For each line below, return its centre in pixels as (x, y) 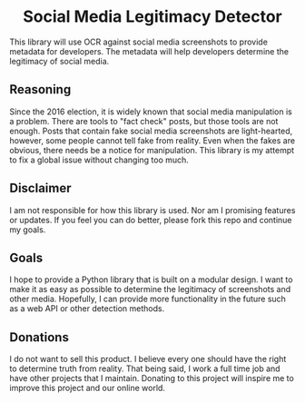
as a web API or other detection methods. (87, 309)
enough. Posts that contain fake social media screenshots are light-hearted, (151, 131)
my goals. (28, 230)
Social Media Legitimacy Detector (152, 17)
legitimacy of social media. (59, 61)
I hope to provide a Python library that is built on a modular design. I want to (151, 279)
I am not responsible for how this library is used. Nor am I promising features (152, 210)
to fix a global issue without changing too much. (99, 160)
